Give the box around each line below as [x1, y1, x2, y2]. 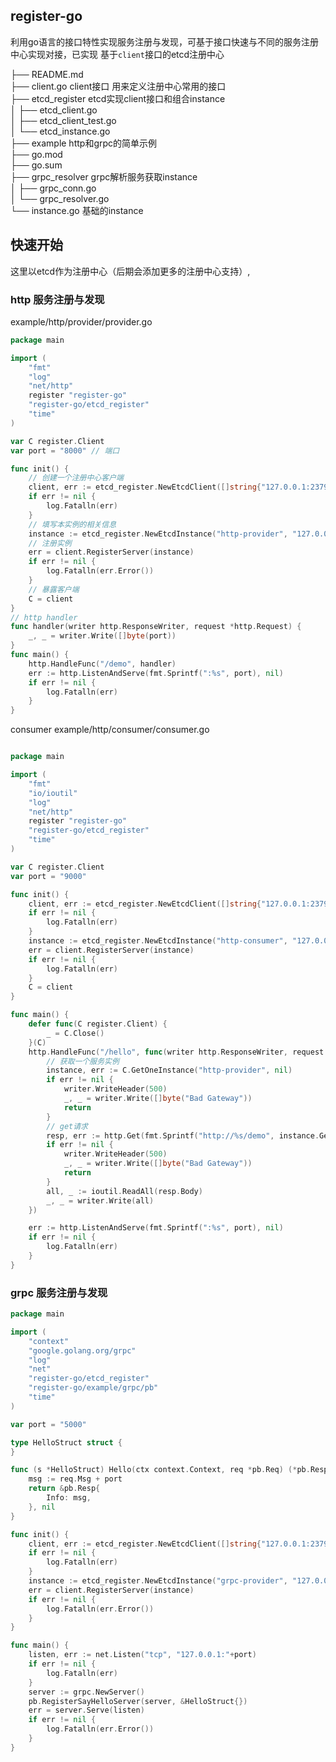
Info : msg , [46, 1493, 92, 1503]
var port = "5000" [10, 1419, 87, 1429]
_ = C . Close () [46, 1028, 105, 1038]
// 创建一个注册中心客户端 [28, 473, 124, 483]
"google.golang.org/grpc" [28, 1345, 137, 1356]
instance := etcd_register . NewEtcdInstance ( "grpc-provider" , [28, 1576, 288, 1586]
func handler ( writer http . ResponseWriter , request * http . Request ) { [10, 622, 302, 632]
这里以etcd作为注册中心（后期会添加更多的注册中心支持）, [10, 265, 251, 277]
